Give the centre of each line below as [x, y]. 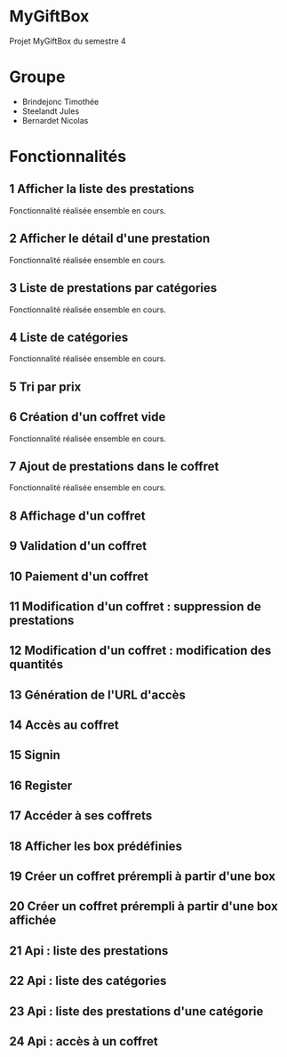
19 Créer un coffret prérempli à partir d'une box [142, 877]
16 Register [41, 785]
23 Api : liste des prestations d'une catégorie [136, 1011]
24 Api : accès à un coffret [84, 1041]
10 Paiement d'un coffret [79, 576]
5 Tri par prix [45, 387]
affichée [33, 920]
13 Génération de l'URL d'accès [98, 694]
